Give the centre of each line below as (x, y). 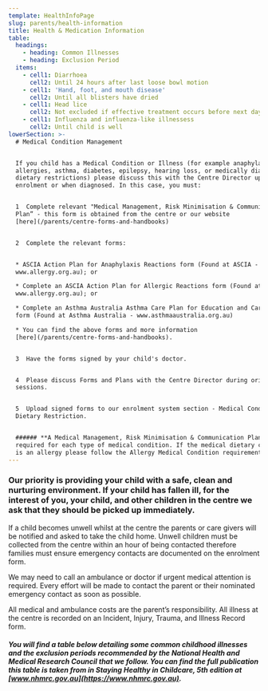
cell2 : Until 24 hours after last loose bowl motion (119, 82)
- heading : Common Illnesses (71, 53)
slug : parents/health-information (66, 23)
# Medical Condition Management (69, 142)
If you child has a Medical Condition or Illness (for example (122, 163)
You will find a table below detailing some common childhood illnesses (128, 645)
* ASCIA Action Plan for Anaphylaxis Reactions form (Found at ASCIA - (137, 264)
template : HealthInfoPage (51, 16)
